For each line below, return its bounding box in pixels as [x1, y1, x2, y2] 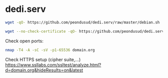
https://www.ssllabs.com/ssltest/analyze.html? [5, 62, 101, 68]
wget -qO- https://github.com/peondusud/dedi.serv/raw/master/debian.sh [5, 20, 160, 25]
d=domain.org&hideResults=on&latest [5, 67, 83, 73]
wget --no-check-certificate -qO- [5, 29, 77, 34]
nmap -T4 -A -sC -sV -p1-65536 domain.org [5, 47, 95, 53]
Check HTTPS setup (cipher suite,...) [5, 56, 81, 63]
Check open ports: [5, 38, 43, 44]
